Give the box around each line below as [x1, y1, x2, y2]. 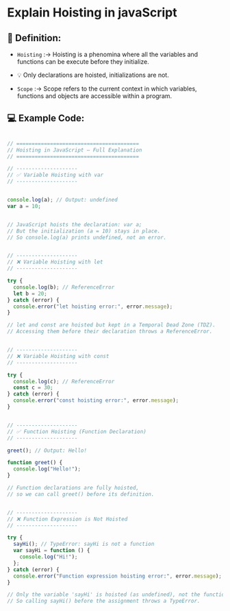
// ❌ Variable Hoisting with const [7, 352, 110, 359]
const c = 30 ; [13, 384, 53, 392]
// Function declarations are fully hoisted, [7, 485, 139, 492]
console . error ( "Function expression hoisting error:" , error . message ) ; [13, 573, 222, 579]
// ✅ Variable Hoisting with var [7, 171, 104, 179]
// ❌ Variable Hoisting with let [7, 259, 103, 265]
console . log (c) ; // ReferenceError [13, 378, 115, 385]
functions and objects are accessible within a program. [16, 92, 172, 100]
